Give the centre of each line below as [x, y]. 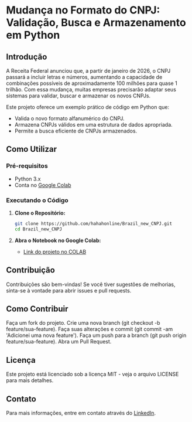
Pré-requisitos [27, 166]
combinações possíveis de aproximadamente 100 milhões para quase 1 [92, 83]
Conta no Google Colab [43, 185]
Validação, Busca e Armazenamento [96, 23]
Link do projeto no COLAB [55, 251]
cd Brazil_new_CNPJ [38, 229]
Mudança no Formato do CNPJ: [83, 10]
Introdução [27, 57]
